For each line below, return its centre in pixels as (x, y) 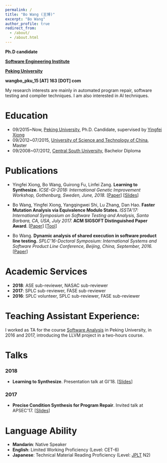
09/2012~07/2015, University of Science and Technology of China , (81, 140)
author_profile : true (28, 24)
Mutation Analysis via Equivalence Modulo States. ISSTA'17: (75, 210)
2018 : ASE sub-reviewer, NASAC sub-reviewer (60, 285)
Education (27, 116)
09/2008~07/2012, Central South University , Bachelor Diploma (77, 150)
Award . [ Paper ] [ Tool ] (35, 226)
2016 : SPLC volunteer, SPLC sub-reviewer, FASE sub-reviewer (76, 296)
